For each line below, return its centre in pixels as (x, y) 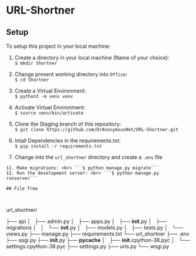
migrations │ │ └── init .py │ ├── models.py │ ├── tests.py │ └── (95, 227)
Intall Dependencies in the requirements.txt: (68, 140)
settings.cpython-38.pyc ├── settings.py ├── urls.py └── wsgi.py (88, 246)
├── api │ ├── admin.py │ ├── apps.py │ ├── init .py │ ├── (87, 221)
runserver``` (22, 178)
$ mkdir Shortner (36, 63)
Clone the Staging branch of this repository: (68, 124)
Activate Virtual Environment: (50, 107)
